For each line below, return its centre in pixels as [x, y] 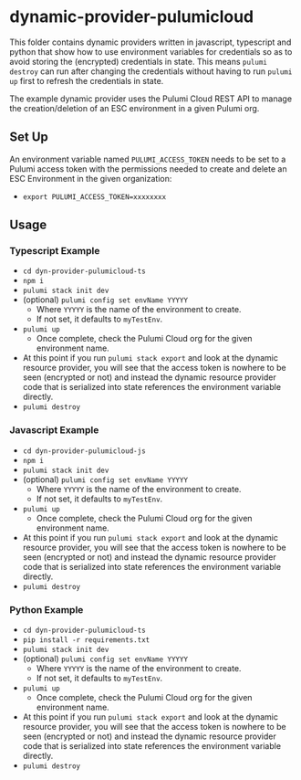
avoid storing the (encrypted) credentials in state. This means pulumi [138, 61]
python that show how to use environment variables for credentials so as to [151, 51]
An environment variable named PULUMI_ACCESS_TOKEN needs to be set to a [148, 159]
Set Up [29, 137]
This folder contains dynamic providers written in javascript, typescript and [150, 42]
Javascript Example [54, 430]
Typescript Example [55, 251]
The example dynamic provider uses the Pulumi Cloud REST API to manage [151, 99]
